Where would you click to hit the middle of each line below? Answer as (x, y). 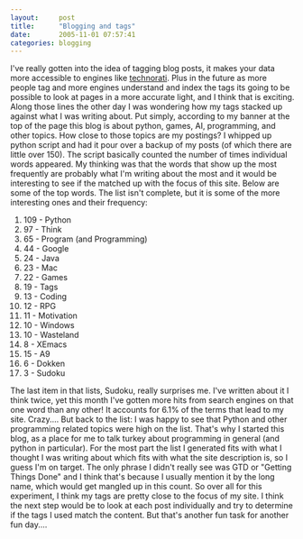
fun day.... (29, 525)
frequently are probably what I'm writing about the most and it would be (144, 174)
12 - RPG (40, 306)
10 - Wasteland (51, 335)
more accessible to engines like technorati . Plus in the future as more (138, 78)
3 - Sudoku (44, 373)
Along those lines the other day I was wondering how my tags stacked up (147, 107)
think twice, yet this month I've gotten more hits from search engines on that (152, 400)
